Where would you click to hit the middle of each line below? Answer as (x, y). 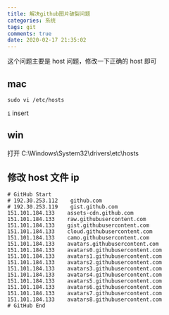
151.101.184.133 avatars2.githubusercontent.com (84, 262)
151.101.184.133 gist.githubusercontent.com (79, 225)
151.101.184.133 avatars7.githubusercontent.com (84, 293)
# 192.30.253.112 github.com (55, 201)
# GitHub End (26, 305)
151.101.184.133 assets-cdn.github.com (70, 213)
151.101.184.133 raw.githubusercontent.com (77, 219)
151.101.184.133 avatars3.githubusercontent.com (84, 268)
